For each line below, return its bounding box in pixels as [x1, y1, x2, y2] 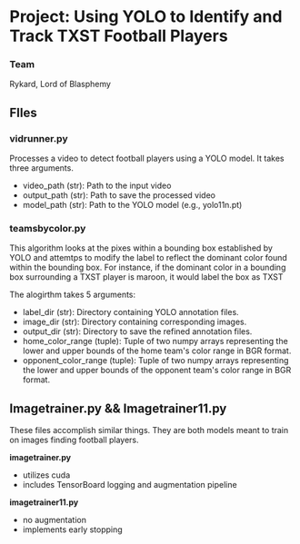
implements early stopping [22, 524, 123, 535]
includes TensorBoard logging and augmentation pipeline [22, 480, 238, 490]
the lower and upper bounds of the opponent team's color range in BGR [22, 365, 292, 376]
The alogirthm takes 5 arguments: [9, 289, 136, 301]
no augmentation [22, 515, 86, 526]
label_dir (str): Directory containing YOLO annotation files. [22, 307, 239, 318]
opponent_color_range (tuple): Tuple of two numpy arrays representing [22, 355, 289, 366]
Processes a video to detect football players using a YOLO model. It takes [9, 153, 285, 164]
